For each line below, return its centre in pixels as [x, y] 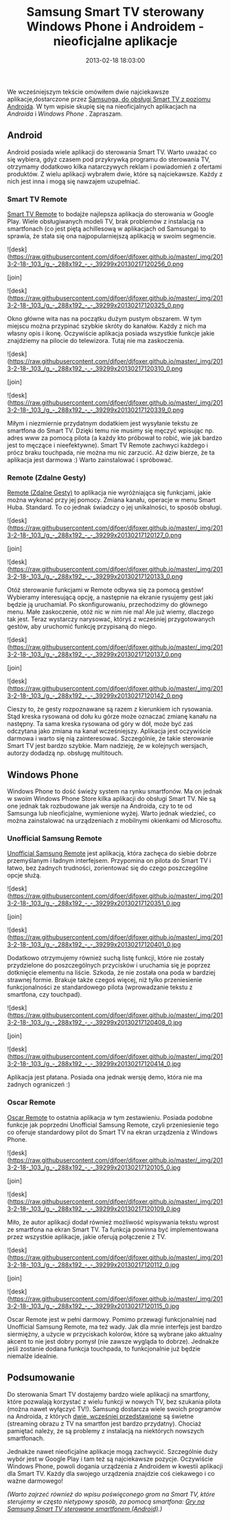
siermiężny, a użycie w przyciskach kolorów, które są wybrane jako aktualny [115, 1334]
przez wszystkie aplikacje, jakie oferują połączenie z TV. [87, 1236]
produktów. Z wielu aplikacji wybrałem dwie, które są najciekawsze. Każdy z [115, 174]
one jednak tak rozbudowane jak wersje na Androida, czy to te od [100, 806]
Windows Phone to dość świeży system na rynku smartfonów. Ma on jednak [115, 791]
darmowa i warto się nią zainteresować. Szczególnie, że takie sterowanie [111, 738]
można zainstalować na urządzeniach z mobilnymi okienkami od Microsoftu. [115, 821]
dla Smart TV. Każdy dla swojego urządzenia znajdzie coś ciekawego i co [111, 1473]
